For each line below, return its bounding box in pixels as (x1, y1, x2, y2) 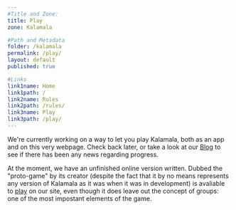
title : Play (7, 17, 43, 24)
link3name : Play (7, 109, 55, 116)
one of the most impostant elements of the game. (7, 194, 152, 203)
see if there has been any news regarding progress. (7, 150, 159, 159)
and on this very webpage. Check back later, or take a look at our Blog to (7, 142, 221, 151)
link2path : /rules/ (7, 103, 65, 110)
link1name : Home (7, 83, 55, 90)
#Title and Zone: (7, 10, 59, 18)
